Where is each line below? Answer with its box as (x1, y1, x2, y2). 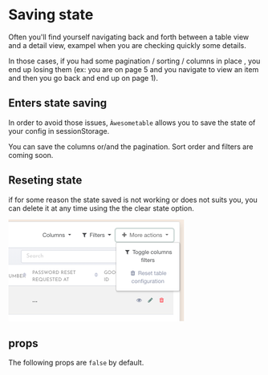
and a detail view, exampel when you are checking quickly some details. (8, 40, 247, 50)
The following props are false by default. (8, 358, 144, 368)
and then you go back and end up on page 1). (8, 73, 159, 83)
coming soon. (8, 150, 54, 159)
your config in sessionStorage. (8, 126, 110, 135)
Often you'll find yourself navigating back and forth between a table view (8, 32, 250, 42)
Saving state (8, 6, 94, 24)
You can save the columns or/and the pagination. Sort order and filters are (8, 142, 254, 151)
